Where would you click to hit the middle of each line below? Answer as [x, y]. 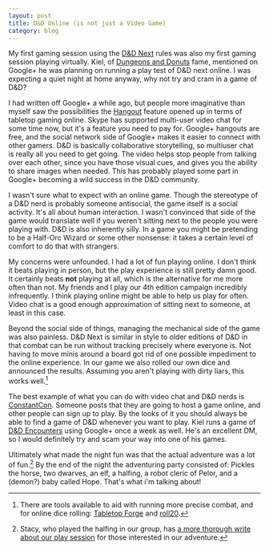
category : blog [34, 30]
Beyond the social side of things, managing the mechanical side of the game [134, 329]
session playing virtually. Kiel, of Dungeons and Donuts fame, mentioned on [133, 62]
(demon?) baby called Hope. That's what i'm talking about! [105, 481]
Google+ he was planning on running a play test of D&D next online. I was [130, 71]
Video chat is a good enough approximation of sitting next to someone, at [129, 305]
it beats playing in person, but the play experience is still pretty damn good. [132, 270]
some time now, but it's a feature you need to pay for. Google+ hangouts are [134, 128]
